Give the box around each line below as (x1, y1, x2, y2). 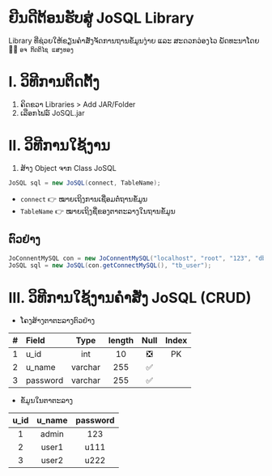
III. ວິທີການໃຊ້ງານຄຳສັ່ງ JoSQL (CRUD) (8, 289, 252, 308)
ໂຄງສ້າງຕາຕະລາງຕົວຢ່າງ (19, 316, 96, 325)
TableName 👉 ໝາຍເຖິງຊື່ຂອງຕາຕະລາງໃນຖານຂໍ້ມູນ (19, 206, 176, 215)
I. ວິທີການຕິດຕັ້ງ (8, 73, 100, 91)
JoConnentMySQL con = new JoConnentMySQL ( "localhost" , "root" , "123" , (8, 254, 252, 262)
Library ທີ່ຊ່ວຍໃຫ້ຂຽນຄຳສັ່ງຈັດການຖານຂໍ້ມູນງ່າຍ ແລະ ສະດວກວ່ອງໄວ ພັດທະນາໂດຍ (8, 36, 260, 45)
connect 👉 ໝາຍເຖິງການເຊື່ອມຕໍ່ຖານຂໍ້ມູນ (19, 193, 148, 203)
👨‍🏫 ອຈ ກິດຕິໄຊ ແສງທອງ (8, 44, 74, 53)
